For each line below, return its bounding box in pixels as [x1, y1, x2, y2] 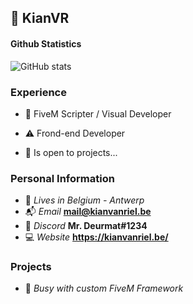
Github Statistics [10, 37, 82, 50]
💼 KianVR [10, 10, 70, 27]
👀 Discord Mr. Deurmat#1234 [24, 220, 148, 232]
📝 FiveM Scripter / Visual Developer [24, 107, 172, 120]
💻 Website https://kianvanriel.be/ [24, 231, 169, 243]
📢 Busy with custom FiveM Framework [24, 282, 184, 295]
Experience [10, 85, 67, 99]
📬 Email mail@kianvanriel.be [24, 206, 152, 218]
